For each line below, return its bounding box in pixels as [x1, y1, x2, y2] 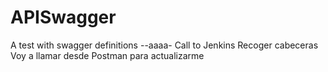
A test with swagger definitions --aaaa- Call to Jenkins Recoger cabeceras [10, 39, 319, 51]
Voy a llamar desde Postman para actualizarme [10, 49, 205, 61]
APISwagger [10, 6, 117, 29]
